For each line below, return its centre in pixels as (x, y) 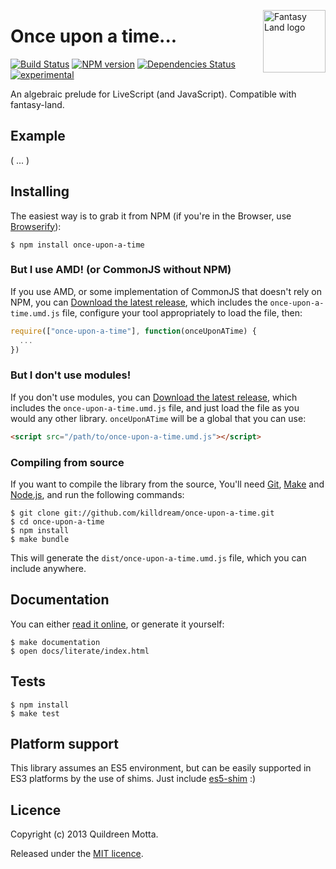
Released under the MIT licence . (77, 854)
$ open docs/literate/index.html (80, 651)
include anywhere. (48, 568)
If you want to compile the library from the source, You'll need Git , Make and (167, 484)
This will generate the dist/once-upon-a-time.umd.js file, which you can (158, 557)
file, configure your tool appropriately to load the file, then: (182, 312)
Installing (40, 191)
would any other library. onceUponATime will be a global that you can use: (158, 418)
